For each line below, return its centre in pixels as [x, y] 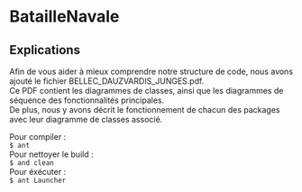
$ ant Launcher [38, 180]
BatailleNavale [64, 17]
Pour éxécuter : [38, 172]
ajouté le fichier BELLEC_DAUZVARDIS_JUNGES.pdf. [107, 81]
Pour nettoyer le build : [51, 154]
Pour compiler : [38, 137]
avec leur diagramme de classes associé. [86, 119]
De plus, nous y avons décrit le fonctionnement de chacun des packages [145, 110]
